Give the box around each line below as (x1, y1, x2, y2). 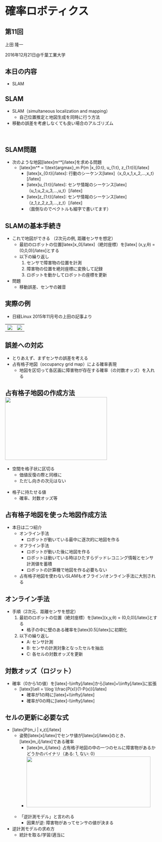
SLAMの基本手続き (5, 222, 62, 230)
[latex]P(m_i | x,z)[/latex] (12, 726, 61, 733)
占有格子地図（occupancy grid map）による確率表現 (12, 361, 117, 367)
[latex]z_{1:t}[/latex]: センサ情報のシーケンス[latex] (26, 194, 127, 200)
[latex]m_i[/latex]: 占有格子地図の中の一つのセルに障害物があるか (26, 744, 156, 750)
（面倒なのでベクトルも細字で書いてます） (26, 206, 111, 212)
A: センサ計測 (26, 639, 54, 645)
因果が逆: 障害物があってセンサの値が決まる (26, 820, 114, 825)
